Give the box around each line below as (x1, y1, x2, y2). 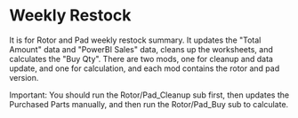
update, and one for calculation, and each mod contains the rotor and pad (9, 63, 280, 74)
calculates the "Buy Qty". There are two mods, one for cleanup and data (9, 53, 274, 64)
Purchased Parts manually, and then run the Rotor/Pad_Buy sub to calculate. (9, 98, 289, 109)
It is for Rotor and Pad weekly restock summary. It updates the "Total (9, 35, 262, 45)
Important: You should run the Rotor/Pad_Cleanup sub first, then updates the (9, 90, 290, 100)
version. (9, 72, 39, 83)
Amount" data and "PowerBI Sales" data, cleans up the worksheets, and (9, 43, 273, 54)
